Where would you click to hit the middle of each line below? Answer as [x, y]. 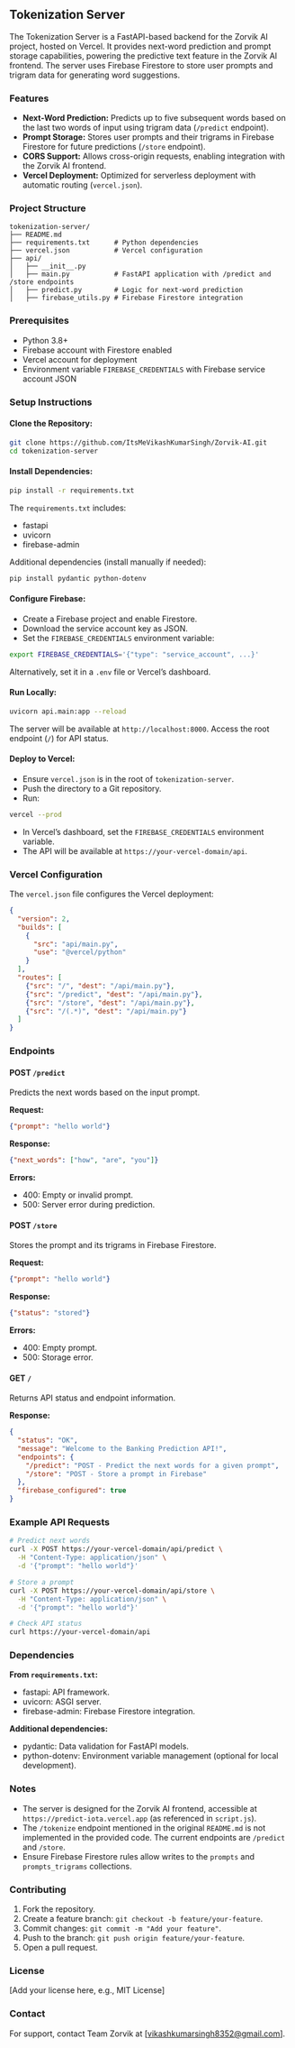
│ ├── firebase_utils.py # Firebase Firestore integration [126, 298]
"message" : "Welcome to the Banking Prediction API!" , [122, 1448]
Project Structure [48, 208]
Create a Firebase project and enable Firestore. [110, 619]
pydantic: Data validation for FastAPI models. [105, 1746]
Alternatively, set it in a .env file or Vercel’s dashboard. [110, 672]
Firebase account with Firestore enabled [97, 350]
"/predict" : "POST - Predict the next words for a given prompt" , [152, 1465]
